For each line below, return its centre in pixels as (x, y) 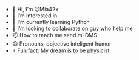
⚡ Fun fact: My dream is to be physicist (61, 50)
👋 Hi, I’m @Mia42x (35, 9)
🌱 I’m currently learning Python (51, 22)
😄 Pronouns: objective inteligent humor (62, 44)
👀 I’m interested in (35, 16)
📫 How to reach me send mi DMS (54, 35)
